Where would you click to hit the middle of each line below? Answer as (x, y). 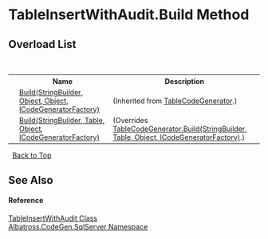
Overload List (42, 44)
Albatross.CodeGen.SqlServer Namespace (78, 227)
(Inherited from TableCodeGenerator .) (175, 101)
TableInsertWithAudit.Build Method (129, 15)
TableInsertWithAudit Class (53, 218)
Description (185, 81)
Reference (26, 201)
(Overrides (130, 120)
